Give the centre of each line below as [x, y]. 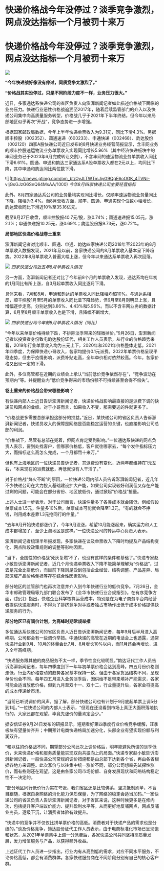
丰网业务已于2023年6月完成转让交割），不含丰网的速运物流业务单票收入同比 [81, 157]
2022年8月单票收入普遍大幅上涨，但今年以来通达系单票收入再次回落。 [84, 257]
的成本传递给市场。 [24, 691]
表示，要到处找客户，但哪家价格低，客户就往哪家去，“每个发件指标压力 [85, 447]
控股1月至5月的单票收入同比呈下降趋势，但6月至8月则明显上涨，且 [89, 300]
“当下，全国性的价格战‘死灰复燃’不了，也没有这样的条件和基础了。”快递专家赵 [82, 558]
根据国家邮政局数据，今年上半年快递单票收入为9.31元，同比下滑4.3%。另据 [81, 132]
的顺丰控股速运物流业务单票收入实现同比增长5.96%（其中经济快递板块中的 [80, 150]
